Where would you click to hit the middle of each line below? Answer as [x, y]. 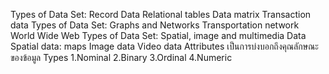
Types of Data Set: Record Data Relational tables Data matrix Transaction [161, 14]
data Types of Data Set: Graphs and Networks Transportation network [155, 25]
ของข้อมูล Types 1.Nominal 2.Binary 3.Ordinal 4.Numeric [121, 57]
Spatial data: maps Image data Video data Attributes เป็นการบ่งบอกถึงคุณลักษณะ [164, 46]
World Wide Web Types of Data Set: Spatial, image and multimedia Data [158, 35]
